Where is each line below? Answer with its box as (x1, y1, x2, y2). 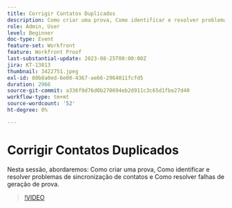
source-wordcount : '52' (7, 100, 76, 107)
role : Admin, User (7, 23, 60, 30)
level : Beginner (7, 29, 54, 37)
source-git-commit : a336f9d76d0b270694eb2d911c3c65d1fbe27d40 (7, 87, 190, 94)
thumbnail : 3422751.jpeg (7, 68, 79, 75)
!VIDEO (23, 193, 45, 201)
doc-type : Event (7, 36, 54, 43)
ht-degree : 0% (7, 106, 48, 113)
